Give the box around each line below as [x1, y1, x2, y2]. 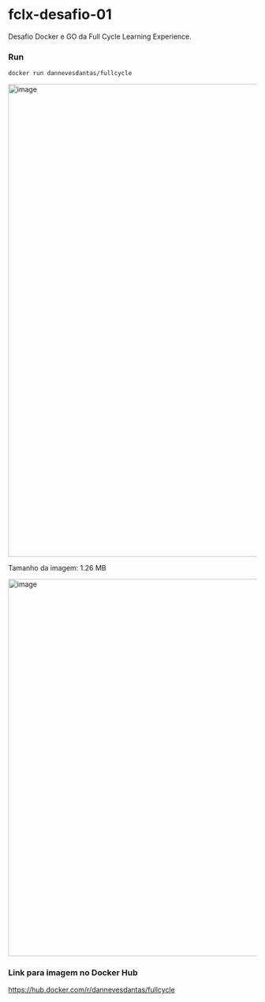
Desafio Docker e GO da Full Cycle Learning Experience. [8, 32, 192, 41]
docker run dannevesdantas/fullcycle [8, 70, 132, 77]
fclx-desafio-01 [8, 6, 112, 24]
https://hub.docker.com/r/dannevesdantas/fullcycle [8, 985, 175, 995]
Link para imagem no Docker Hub [8, 967, 138, 978]
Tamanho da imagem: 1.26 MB [8, 563, 106, 573]
